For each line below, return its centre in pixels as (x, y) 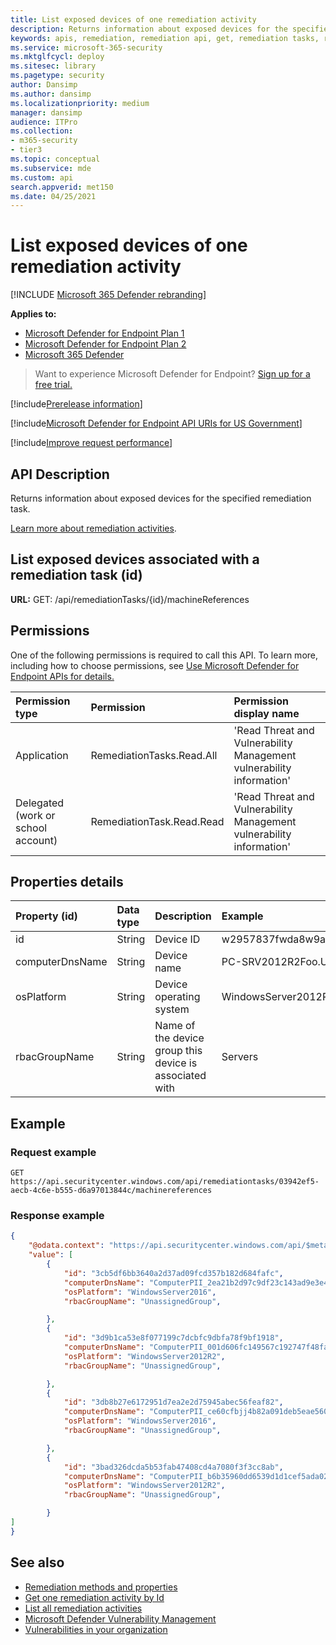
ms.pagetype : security (57, 76)
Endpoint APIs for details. (62, 676)
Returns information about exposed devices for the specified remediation (161, 498)
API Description (60, 474)
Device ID (177, 939)
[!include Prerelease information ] (76, 404)
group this (178, 1051)
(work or (35, 815)
